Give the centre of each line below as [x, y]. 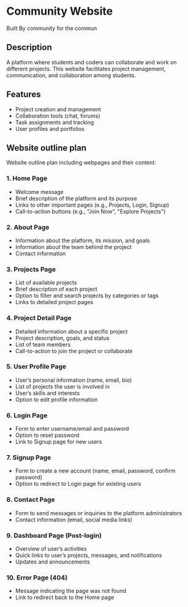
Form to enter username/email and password [72, 429]
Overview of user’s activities [51, 549]
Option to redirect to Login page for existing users [78, 484]
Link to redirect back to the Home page [65, 597]
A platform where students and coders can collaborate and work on [92, 62]
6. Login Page [27, 415]
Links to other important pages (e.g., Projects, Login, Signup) [92, 205]
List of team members [43, 344]
